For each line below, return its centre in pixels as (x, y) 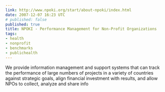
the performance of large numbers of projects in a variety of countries (79, 73)
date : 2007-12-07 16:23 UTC (35, 15)
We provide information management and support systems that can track (82, 67)
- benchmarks (19, 48)
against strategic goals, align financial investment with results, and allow (81, 78)
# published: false (26, 19)
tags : (11, 34)
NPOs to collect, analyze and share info (47, 84)
